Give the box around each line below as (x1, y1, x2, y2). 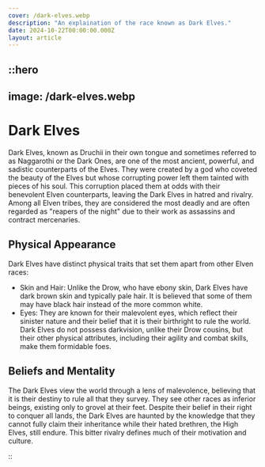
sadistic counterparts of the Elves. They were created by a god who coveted (8, 164, 258, 174)
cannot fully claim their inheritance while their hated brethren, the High (8, 419, 239, 428)
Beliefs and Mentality (8, 365, 115, 378)
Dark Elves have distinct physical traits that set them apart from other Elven (8, 259, 254, 268)
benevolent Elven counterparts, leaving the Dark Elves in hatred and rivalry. (8, 189, 254, 199)
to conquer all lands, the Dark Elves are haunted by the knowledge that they (8, 411, 256, 420)
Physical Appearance (8, 238, 116, 252)
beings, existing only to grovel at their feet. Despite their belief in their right (8, 402, 252, 412)
